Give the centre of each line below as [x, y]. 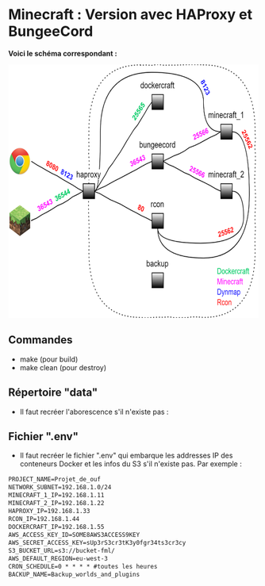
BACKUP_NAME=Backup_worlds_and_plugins [74, 575]
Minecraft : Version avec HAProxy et [131, 15]
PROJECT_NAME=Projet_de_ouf [55, 480]
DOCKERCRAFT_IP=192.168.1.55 [56, 527]
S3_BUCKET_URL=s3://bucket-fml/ [61, 551]
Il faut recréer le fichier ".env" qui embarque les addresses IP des [126, 456]
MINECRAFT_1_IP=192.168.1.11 [56, 496]
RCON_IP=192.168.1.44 [44, 519]
